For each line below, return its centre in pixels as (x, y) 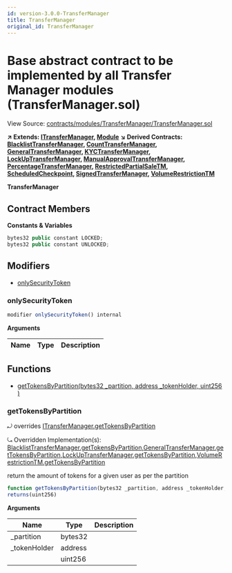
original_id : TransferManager (51, 26)
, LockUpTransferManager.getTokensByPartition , (129, 455)
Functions (29, 369)
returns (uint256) (32, 494)
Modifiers (29, 266)
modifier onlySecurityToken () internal (65, 315)
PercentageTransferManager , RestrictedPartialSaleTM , (88, 166)
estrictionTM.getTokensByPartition (56, 462)
